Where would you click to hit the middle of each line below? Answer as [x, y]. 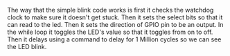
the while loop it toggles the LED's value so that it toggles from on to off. [110, 32]
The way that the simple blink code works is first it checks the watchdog [110, 10]
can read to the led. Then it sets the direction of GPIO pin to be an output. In [115, 25]
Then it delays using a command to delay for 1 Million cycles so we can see [114, 39]
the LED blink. [27, 47]
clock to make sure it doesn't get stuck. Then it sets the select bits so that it [115, 17]
